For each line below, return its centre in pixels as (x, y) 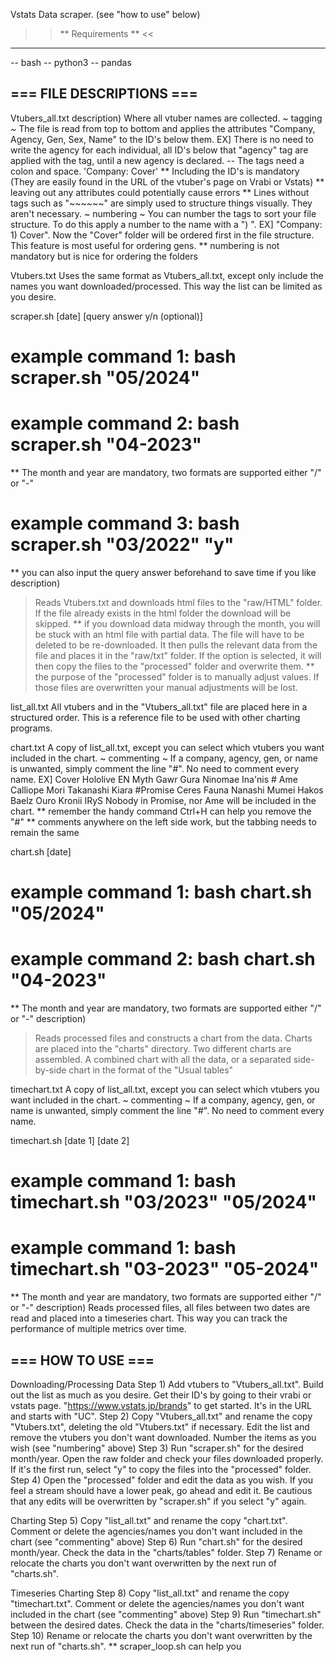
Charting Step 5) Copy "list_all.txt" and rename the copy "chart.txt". (149, 1520)
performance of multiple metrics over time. (98, 1329)
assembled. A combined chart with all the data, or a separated (163, 1059)
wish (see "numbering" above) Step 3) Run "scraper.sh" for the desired (157, 1448)
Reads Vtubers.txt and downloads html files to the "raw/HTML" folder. (178, 602)
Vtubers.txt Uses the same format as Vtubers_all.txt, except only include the (167, 275)
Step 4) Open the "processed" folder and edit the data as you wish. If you (162, 1480)
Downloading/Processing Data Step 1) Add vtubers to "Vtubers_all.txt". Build (167, 1384)
